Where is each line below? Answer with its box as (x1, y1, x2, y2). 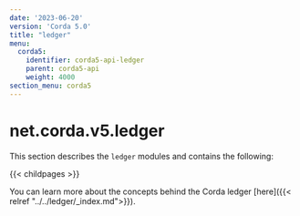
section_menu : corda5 (9, 81, 92, 90)
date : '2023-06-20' (9, 13, 84, 23)
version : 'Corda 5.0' (9, 22, 92, 31)
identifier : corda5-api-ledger (26, 56, 145, 65)
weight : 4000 (26, 73, 76, 82)
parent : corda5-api (26, 65, 100, 74)
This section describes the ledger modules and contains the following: (9, 150, 274, 161)
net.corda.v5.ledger (9, 120, 165, 141)
